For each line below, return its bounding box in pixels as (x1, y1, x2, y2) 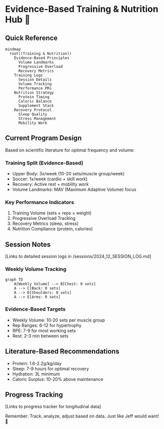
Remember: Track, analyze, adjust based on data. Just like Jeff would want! (5, 413, 160, 419)
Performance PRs (18, 86, 52, 91)
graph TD (5, 277, 23, 282)
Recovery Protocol (14, 107, 52, 112)
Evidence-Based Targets (5, 306, 66, 313)
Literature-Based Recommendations (5, 347, 120, 356)
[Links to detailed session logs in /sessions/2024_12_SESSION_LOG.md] (5, 254, 152, 260)
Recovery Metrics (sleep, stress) (12, 220, 79, 226)
